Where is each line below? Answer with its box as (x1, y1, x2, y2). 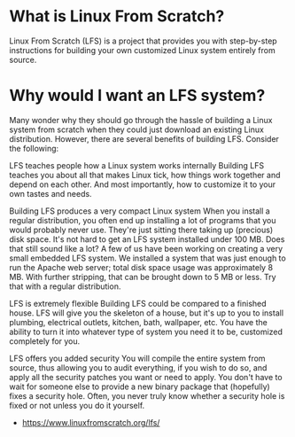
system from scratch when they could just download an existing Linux (9, 124, 264, 135)
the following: (9, 143, 59, 153)
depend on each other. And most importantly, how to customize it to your (9, 179, 276, 190)
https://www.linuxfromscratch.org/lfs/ (21, 417, 160, 427)
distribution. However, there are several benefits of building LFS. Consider (9, 133, 279, 144)
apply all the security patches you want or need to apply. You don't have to (9, 371, 283, 382)
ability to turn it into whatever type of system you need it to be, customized (9, 326, 283, 337)
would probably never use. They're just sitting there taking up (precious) (9, 224, 273, 235)
